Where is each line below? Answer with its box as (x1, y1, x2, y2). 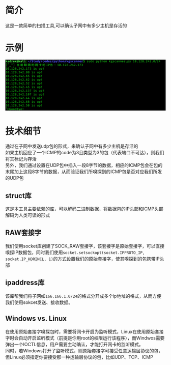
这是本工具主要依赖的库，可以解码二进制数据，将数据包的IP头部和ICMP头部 (5, 206, 164, 212)
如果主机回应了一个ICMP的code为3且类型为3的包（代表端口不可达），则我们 (5, 150, 164, 156)
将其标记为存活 (5, 156, 37, 162)
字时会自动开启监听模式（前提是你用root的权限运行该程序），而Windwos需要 (5, 334, 165, 341)
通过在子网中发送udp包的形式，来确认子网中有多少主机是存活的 (5, 143, 138, 149)
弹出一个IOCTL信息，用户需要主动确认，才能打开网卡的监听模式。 (5, 341, 144, 347)
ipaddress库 (5, 278, 45, 287)
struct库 (5, 191, 32, 200)
